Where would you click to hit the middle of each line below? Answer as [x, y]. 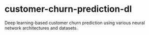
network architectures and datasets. [41, 28]
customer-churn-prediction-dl [68, 9]
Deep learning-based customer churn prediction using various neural [75, 23]
